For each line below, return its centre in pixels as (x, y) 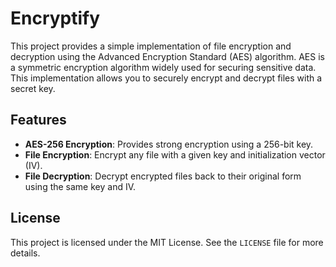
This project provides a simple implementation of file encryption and (151, 46)
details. (25, 253)
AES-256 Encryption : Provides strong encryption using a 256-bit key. (169, 144)
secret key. (33, 88)
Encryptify (55, 18)
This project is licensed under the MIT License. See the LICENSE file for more (167, 242)
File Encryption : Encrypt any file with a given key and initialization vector (175, 154)
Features (38, 120)
